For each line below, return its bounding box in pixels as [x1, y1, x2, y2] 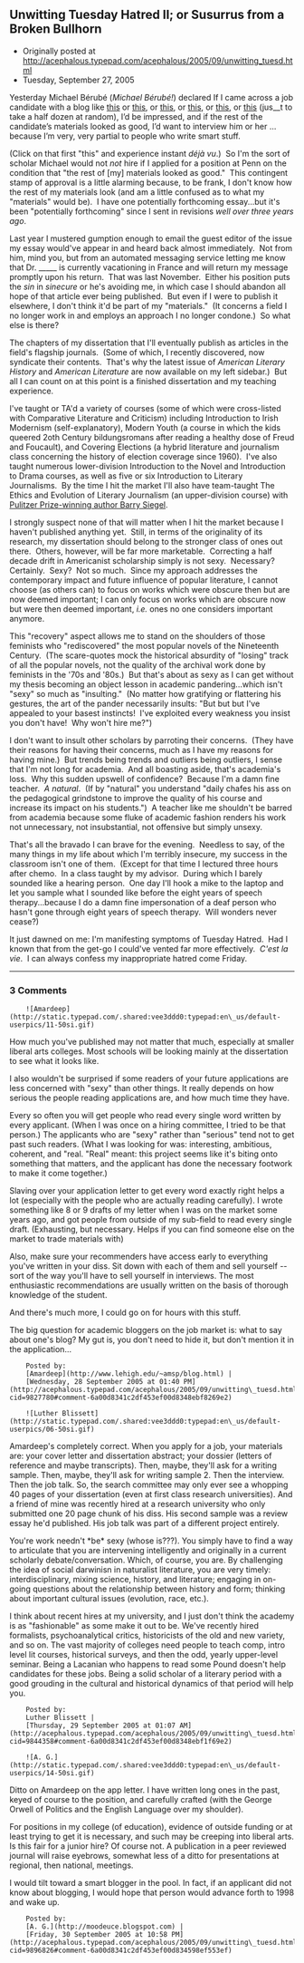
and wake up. [9, 1897, 61, 1908]
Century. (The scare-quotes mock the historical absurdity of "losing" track [9, 650, 290, 661]
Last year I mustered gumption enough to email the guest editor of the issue [9, 233, 292, 244]
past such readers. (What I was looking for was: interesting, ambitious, [9, 1139, 272, 1150]
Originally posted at [22, 45, 96, 56]
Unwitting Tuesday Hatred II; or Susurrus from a [9, 7, 285, 23]
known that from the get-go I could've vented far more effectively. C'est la [9, 943, 289, 954]
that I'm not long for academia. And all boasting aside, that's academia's [9, 763, 281, 774]
